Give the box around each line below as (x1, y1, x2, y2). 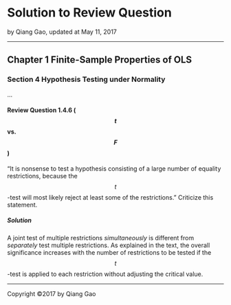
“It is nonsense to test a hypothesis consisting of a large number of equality (7, 164, 221, 173)
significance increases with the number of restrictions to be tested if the (7, 248, 212, 256)
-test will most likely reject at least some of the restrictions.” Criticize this (7, 193, 214, 201)
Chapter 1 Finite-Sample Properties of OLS (7, 54, 192, 66)
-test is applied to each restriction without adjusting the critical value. (7, 270, 203, 278)
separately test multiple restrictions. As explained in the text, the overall (7, 241, 210, 249)
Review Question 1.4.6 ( (7, 106, 76, 114)
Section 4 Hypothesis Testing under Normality (7, 74, 166, 84)
